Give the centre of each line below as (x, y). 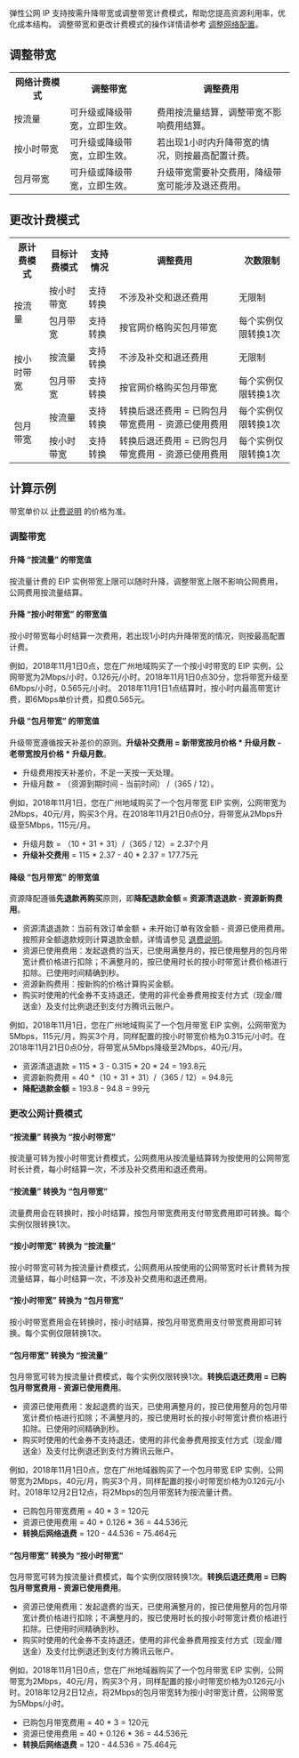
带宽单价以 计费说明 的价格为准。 (70, 512)
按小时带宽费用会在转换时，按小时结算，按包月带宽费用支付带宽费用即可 (141, 1322)
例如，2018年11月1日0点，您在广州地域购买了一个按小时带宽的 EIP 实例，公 (146, 665)
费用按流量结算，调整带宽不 (215, 112)
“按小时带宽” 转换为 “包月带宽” (66, 1301)
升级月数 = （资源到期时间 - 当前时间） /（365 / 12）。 (121, 783)
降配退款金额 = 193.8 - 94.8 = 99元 (86, 1089)
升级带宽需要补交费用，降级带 (219, 172)
